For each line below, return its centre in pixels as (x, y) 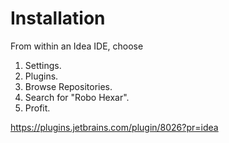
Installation (58, 18)
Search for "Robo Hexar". (77, 97)
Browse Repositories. (68, 86)
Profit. (37, 108)
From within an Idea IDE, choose (77, 46)
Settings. (43, 65)
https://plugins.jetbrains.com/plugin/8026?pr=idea (114, 127)
